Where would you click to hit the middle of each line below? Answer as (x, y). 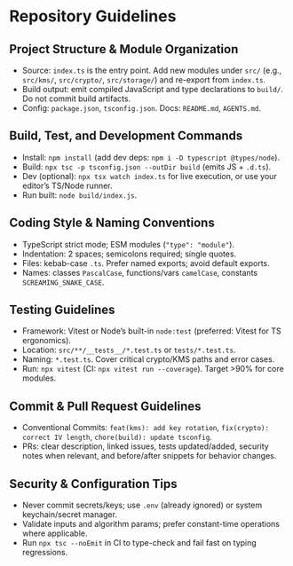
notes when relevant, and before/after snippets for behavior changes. (149, 456)
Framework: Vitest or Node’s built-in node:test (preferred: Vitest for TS (151, 331)
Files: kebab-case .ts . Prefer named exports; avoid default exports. (146, 263)
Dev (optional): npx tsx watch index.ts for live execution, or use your (149, 176)
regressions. (45, 553)
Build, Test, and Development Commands (126, 136)
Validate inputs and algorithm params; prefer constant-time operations (151, 524)
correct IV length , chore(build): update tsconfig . (117, 437)
